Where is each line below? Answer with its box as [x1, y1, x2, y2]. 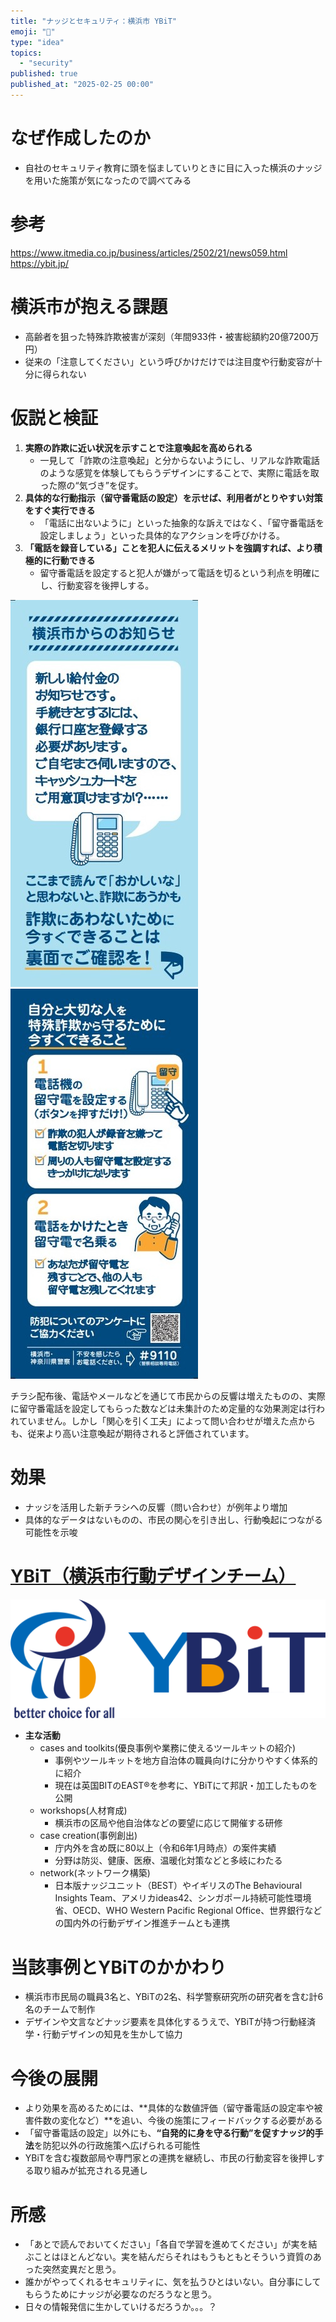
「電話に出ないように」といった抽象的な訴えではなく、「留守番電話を [39, 516, 325, 529]
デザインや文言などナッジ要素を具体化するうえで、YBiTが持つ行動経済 [24, 2016, 316, 2028]
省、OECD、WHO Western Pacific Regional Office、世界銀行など [54, 1905, 323, 1917]
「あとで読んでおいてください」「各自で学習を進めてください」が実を [24, 2238, 309, 2250]
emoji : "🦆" [10, 26, 56, 37]
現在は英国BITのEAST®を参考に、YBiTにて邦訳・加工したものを [54, 1780, 318, 1792]
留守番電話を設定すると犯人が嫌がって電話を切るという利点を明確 [39, 566, 312, 579]
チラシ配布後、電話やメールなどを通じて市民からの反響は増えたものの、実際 [10, 1390, 326, 1402]
